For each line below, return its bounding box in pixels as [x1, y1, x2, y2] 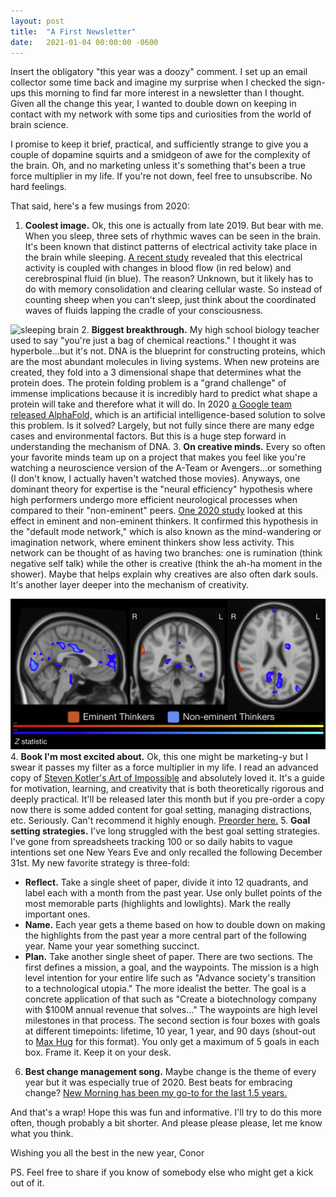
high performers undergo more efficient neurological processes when [10, 494, 298, 506]
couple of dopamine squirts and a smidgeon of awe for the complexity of [10, 149, 311, 161]
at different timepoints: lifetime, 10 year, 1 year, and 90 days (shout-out [24, 1025, 316, 1037]
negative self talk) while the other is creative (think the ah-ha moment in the [10, 558, 323, 570]
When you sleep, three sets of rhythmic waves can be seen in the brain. [24, 230, 322, 242]
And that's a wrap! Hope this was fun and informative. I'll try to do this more [10, 1106, 322, 1118]
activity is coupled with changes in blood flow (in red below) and [24, 262, 292, 274]
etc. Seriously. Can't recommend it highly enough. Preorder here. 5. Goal [10, 814, 311, 826]
